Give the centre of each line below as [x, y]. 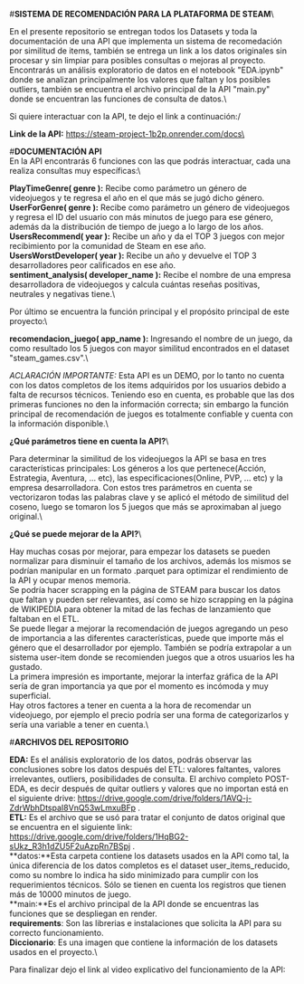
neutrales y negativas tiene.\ [62, 294]
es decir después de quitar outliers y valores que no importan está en [159, 788]
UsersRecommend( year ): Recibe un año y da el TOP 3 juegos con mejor [147, 236]
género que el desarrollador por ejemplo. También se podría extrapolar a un [151, 648]
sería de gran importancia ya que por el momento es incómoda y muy [139, 686]
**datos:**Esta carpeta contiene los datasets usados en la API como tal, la [149, 856]
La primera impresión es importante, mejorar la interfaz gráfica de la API [144, 676]
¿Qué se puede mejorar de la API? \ [76, 534]
